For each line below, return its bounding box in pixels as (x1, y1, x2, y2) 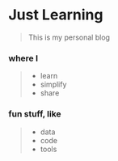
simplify (40, 79, 67, 90)
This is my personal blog (27, 32, 111, 42)
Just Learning (8, 6, 103, 24)
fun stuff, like (8, 108, 62, 120)
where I (8, 53, 39, 64)
